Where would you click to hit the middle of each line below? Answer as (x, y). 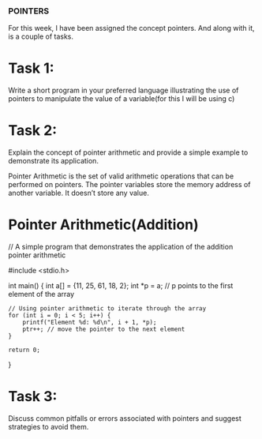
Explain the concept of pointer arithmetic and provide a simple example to (128, 152)
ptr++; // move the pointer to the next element (104, 329)
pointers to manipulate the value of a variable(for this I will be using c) (122, 99)
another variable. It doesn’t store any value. (79, 193)
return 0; (24, 350)
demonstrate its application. (53, 161)
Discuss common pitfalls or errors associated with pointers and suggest (125, 418)
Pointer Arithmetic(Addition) (103, 225)
